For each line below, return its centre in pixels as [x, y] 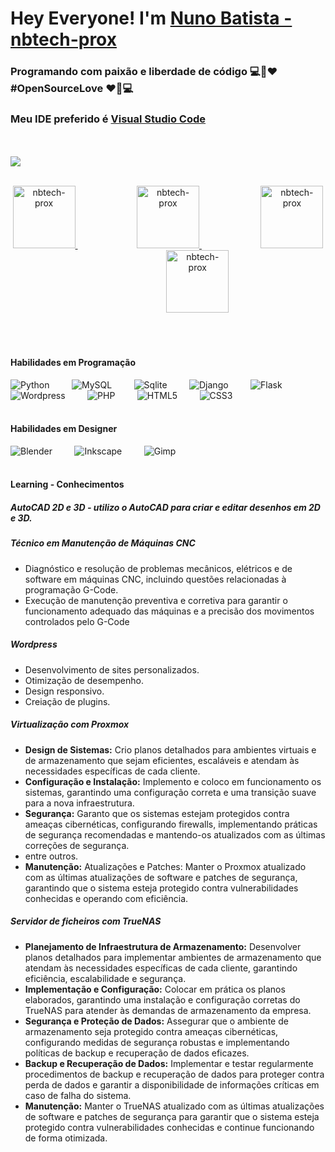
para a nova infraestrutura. [79, 803]
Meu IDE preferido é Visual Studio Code [108, 119]
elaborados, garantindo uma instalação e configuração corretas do [162, 999]
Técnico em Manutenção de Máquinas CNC [103, 543]
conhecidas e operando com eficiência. [106, 898]
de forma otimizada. [66, 1138]
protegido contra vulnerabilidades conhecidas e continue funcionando [169, 1127]
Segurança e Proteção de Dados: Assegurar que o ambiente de [156, 1021]
